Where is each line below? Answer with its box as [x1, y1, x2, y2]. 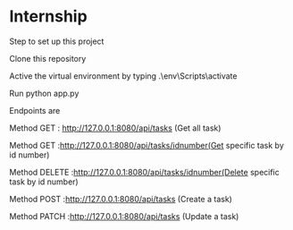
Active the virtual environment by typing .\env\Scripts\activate [9, 70, 238, 81]
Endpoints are [9, 105, 61, 115]
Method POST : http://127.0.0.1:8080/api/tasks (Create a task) [9, 193, 232, 204]
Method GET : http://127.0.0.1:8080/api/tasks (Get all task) [9, 123, 222, 133]
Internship [9, 6, 88, 27]
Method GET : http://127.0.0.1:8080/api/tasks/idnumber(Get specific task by [9, 140, 284, 150]
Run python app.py [9, 88, 80, 98]
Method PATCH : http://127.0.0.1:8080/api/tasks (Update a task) [9, 210, 239, 221]
